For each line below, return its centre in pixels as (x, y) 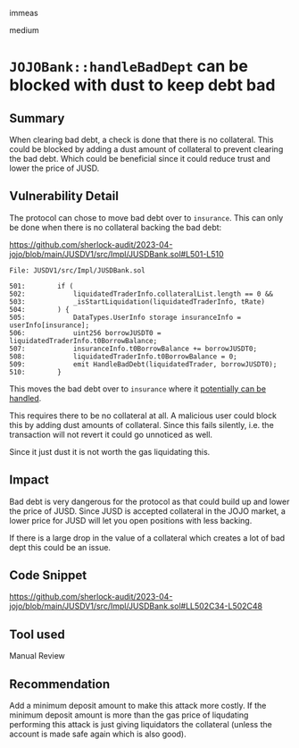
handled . (25, 398)
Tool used (37, 634)
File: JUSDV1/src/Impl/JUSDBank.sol (77, 270)
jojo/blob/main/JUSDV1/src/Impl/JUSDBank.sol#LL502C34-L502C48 (136, 606)
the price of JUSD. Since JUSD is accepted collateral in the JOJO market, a (147, 511)
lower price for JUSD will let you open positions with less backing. (131, 520)
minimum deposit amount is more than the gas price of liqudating (129, 715)
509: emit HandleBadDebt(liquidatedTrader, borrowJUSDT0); (143, 364)
